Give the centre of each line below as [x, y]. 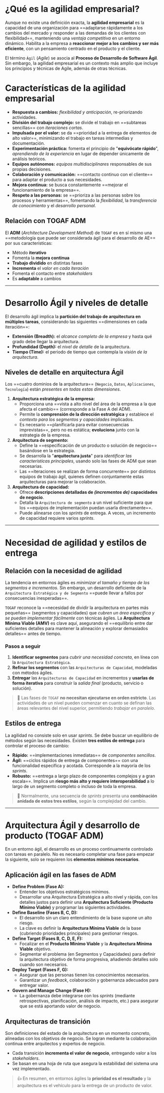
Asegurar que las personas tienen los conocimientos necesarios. [84, 975]
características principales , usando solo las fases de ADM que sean [88, 461]
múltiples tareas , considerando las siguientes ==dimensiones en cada [76, 322]
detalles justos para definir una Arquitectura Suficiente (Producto [86, 902]
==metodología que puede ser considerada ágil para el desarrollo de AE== [80, 238]
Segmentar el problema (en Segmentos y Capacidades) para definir [87, 954]
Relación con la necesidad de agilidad [63, 571]
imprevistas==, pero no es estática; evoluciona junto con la [79, 430]
